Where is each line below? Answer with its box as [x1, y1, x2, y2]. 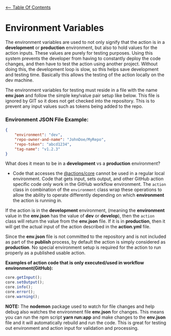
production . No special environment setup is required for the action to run [5, 245, 161, 251]
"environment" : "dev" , [14, 132, 63, 137]
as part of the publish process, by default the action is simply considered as [5, 239, 166, 245]
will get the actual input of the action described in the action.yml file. [5, 224, 151, 230]
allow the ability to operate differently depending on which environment [12, 192, 164, 198]
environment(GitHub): [5, 265, 54, 271]
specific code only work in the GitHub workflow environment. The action [12, 181, 166, 187]
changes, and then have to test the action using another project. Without [5, 61, 158, 67]
